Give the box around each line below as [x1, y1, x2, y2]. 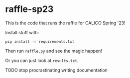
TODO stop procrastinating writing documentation [5, 67, 108, 73]
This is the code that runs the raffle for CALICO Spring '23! [5, 20, 126, 26]
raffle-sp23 [5, 3, 54, 15]
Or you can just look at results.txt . [5, 57, 79, 63]
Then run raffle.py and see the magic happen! [5, 48, 102, 54]
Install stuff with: [5, 29, 39, 35]
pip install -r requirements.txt [5, 39, 75, 44]
